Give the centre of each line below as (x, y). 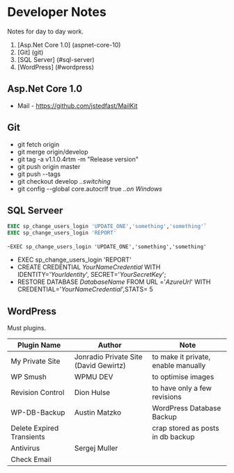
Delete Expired (35, 428)
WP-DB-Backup (38, 412)
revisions (167, 396)
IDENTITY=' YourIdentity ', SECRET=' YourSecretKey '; (92, 275)
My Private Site (36, 361)
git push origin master (49, 166)
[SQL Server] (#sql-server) (56, 59)
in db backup (173, 437)
